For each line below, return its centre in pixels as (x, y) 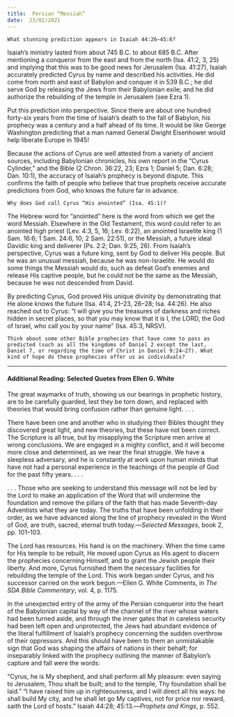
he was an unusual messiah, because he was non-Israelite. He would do (111, 260)
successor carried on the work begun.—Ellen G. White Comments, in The (112, 583)
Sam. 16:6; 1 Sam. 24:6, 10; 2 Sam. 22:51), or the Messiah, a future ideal (110, 238)
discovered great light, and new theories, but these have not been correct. (114, 430)
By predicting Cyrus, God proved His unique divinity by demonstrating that (114, 296)
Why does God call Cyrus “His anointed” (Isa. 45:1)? (87, 203)
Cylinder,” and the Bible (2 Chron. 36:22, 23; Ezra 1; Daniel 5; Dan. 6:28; (110, 168)
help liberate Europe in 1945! (48, 139)
